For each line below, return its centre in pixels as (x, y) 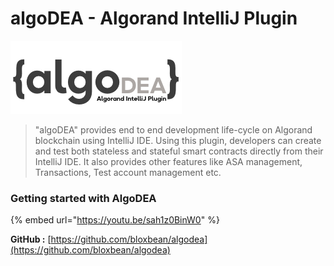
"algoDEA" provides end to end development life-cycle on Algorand (173, 129)
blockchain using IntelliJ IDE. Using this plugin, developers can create (178, 140)
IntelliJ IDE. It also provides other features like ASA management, (168, 161)
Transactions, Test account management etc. (128, 172)
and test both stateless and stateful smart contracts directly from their (179, 151)
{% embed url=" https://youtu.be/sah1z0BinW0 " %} (115, 220)
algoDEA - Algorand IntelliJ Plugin (154, 18)
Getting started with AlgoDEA (83, 198)
